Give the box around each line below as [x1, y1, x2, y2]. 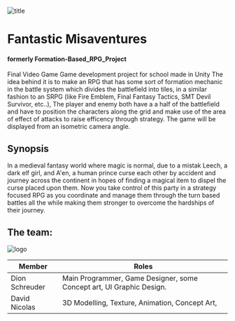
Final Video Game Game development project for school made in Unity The [7, 70, 224, 78]
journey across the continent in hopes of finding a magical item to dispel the [7, 176, 227, 185]
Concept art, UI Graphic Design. [62, 282, 167, 292]
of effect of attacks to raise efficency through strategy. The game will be [7, 115, 216, 123]
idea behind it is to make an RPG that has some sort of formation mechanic [7, 78, 223, 86]
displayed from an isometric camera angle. [7, 123, 131, 131]
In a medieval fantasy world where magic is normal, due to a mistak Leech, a [7, 161, 228, 170]
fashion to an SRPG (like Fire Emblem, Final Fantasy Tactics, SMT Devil [7, 93, 211, 101]
